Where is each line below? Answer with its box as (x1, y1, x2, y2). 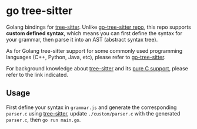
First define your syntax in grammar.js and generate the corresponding (6, 104, 177, 111)
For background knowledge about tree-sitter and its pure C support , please (6, 64, 188, 72)
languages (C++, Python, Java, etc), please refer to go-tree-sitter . (6, 53, 166, 60)
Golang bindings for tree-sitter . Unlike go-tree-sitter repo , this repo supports (6, 23, 191, 30)
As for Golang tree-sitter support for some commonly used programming (6, 47, 183, 54)
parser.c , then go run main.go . (6, 116, 81, 123)
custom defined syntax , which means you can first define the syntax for (6, 29, 182, 36)
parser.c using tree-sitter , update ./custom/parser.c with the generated (6, 110, 181, 117)
